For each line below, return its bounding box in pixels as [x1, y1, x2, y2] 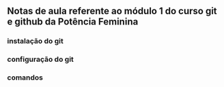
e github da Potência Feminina [7, 16, 139, 28]
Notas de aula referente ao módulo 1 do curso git [7, 5, 217, 17]
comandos [7, 73, 43, 82]
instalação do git [7, 37, 64, 46]
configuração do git [7, 54, 74, 64]
